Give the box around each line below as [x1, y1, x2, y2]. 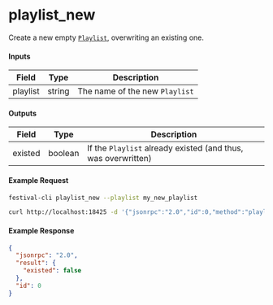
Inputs [8, 51, 31, 61]
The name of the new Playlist [76, 85, 194, 97]
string [47, 85, 70, 97]
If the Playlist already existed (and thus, [87, 142, 244, 154]
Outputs [8, 108, 37, 118]
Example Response [8, 225, 75, 235]
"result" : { [15, 259, 57, 268]
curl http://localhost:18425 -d [8, 208, 118, 216]
